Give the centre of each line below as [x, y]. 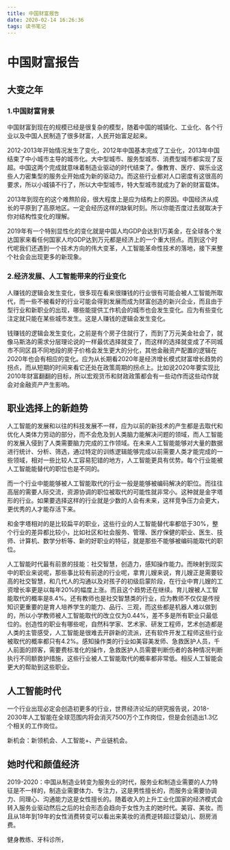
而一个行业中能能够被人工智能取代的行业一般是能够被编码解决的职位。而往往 [115, 483]
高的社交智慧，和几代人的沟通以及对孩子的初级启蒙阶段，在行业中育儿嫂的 [112, 582]
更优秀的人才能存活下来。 [43, 509]
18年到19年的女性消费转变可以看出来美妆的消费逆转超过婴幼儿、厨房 [115, 816]
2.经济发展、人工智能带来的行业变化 [67, 277]
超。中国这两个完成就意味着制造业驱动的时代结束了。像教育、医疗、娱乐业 [112, 168]
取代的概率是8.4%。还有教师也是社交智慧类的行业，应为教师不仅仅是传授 [116, 599]
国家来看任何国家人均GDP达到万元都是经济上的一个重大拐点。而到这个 [112, 240]
